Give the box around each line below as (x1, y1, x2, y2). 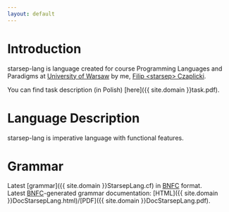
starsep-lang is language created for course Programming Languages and (7, 64, 223, 73)
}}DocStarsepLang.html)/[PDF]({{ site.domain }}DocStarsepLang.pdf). (7, 196, 211, 205)
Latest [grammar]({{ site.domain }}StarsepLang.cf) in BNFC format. (7, 182, 202, 190)
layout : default (7, 10, 55, 18)
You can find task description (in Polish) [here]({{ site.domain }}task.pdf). (7, 86, 220, 94)
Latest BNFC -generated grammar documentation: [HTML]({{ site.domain (7, 189, 218, 198)
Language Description (7, 110, 140, 126)
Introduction (7, 40, 82, 57)
